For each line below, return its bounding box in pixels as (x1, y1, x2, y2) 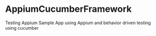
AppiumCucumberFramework (5, 3, 132, 15)
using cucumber (5, 25, 39, 31)
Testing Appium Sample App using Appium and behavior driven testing (5, 20, 151, 26)
